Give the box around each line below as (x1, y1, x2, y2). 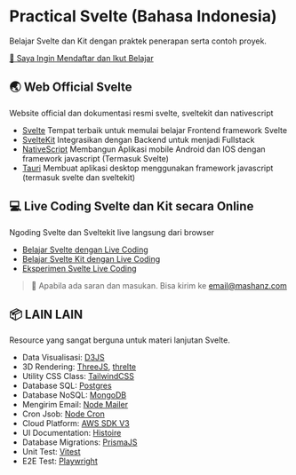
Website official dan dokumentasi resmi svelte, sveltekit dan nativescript (9, 107, 274, 118)
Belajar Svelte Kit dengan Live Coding (21, 253, 161, 264)
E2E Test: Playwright (21, 455, 98, 467)
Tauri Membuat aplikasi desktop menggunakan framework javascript (21, 162, 274, 173)
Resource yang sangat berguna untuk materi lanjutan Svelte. (9, 335, 231, 345)
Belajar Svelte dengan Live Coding (21, 244, 148, 255)
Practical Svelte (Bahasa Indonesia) (9, 6, 277, 27)
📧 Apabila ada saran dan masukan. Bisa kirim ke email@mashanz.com (30, 280, 287, 290)
